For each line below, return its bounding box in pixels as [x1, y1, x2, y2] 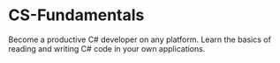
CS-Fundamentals [8, 5, 145, 25]
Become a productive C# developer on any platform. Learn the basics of [8, 34, 271, 45]
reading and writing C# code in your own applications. [8, 43, 206, 53]
